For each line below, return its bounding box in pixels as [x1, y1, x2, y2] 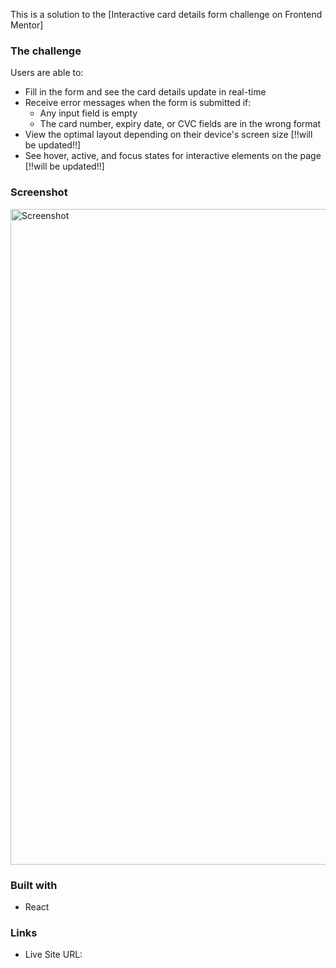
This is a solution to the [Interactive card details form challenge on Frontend [10, 9, 323, 20]
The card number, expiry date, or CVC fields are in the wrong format [39, 118, 322, 130]
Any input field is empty [39, 107, 138, 119]
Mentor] [10, 19, 44, 31]
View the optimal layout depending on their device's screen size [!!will [24, 129, 313, 141]
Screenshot [10, 185, 68, 199]
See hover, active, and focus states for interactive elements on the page [24, 150, 322, 162]
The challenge [10, 44, 82, 58]
